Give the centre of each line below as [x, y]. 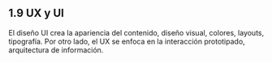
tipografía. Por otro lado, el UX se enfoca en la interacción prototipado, [127, 41]
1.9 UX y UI [37, 13]
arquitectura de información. [56, 50]
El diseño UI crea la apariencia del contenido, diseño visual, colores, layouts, [136, 32]
